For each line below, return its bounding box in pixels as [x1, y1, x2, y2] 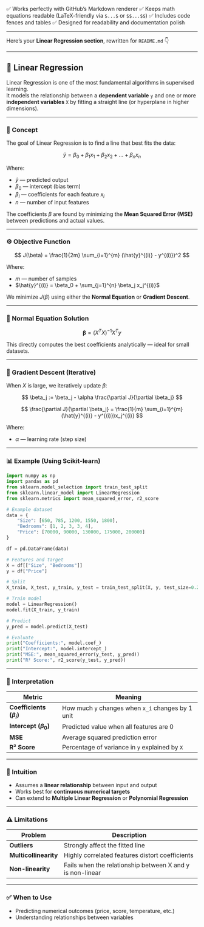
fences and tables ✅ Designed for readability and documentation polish [6, 19, 185, 26]
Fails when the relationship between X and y [63, 861, 190, 869]
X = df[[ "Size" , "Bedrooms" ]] [6, 562, 83, 568]
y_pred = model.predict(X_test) [6, 623, 88, 630]
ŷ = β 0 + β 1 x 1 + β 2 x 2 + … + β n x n [63, 151, 141, 160]
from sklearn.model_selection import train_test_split [6, 484, 148, 490]
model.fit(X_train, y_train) [6, 606, 80, 613]
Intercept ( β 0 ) [9, 722, 50, 732]
